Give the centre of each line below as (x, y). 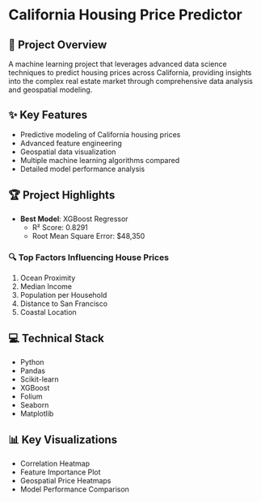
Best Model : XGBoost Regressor (74, 219)
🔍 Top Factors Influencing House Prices (89, 257)
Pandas (33, 370)
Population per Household (63, 295)
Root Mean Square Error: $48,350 (88, 236)
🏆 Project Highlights (62, 195)
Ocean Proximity (48, 278)
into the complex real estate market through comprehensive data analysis (130, 81)
